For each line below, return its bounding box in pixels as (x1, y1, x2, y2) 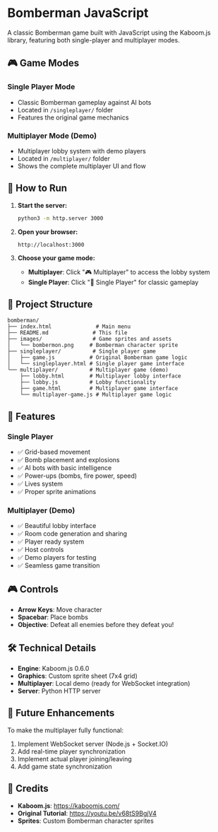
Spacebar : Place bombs (17, 613, 88, 621)
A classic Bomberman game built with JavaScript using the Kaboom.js (7, 28, 211, 37)
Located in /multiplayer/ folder (17, 154, 111, 163)
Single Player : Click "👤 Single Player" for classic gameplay (28, 278, 199, 286)
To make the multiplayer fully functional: (7, 726, 124, 734)
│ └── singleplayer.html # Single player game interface (7, 361, 185, 368)
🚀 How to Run (7, 182, 68, 194)
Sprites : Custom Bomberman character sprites (17, 816, 154, 825)
